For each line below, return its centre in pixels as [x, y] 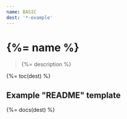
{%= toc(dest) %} [29, 76]
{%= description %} [46, 64]
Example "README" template [63, 95]
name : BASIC [21, 12]
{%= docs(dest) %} [31, 110]
